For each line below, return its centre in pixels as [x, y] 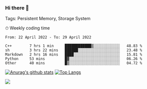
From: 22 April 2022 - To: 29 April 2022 [48, 37]
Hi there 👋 [17, 8]
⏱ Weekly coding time [28, 28]
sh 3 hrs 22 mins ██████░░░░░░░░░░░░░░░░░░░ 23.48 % [73, 50]
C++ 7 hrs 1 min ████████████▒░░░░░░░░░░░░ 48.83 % [73, 46]
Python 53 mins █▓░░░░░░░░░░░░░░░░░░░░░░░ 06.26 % [73, 59]
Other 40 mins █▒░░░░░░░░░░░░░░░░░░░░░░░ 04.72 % [73, 63]
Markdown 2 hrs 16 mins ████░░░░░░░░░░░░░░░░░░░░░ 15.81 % [73, 55]
